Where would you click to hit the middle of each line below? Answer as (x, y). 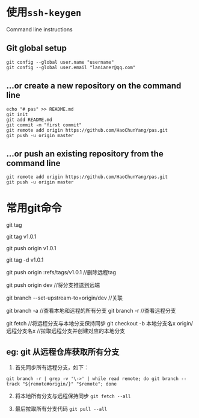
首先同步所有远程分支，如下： (52, 367)
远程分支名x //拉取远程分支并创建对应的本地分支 (66, 331)
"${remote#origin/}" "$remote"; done (69, 384)
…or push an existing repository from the (85, 154)
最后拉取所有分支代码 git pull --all (61, 409)
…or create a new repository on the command (94, 86)
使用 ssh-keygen (44, 12)
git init (17, 114)
